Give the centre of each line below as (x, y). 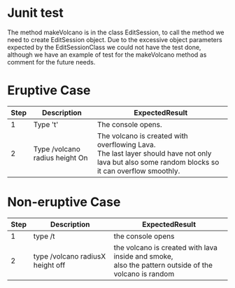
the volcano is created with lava (166, 247)
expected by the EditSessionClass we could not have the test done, (104, 47)
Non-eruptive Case (64, 202)
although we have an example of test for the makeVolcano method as (107, 55)
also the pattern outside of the (163, 265)
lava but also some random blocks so (158, 162)
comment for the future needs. (51, 62)
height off (49, 265)
